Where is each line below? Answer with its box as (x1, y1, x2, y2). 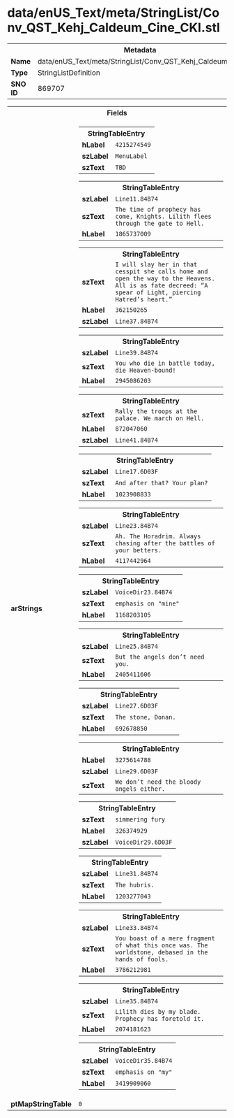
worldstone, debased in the (114, 948, 208, 956)
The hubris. (114, 881, 155, 889)
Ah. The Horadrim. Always (114, 532, 201, 540)
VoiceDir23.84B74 (114, 588, 173, 596)
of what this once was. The (114, 941, 208, 949)
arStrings (10, 603, 43, 613)
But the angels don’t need (114, 652, 205, 661)
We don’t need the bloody (114, 777, 201, 786)
